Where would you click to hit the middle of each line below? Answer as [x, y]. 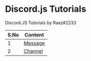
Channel [33, 51]
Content [34, 34]
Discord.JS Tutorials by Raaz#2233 [41, 23]
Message [34, 43]
